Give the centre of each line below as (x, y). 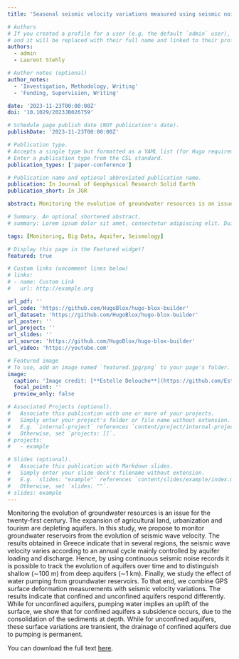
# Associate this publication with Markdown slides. (90, 466)
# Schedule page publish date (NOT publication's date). (94, 126)
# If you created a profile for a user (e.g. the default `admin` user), (119, 34)
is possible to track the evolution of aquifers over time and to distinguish (113, 566)
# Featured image (33, 361)
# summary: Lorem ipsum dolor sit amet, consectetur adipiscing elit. (114, 223)
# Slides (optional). (39, 460)
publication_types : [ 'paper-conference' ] (70, 165)
